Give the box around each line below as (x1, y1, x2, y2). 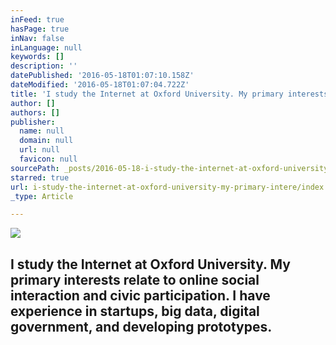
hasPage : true (10, 24, 70, 34)
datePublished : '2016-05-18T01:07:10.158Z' (10, 71, 195, 81)
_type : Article (10, 191, 74, 201)
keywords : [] (10, 52, 65, 62)
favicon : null (19, 154, 78, 164)
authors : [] (10, 107, 60, 118)
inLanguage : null (10, 42, 83, 53)
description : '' (10, 61, 78, 71)
